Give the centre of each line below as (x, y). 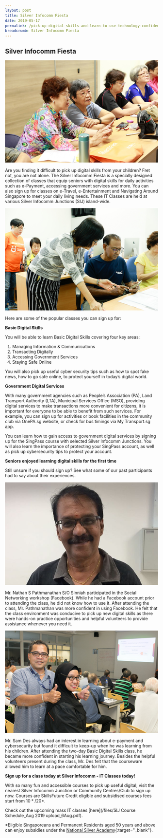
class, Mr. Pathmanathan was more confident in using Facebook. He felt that (81, 608)
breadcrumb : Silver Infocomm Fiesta (42, 31)
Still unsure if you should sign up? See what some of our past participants (79, 470)
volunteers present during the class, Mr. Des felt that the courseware (74, 761)
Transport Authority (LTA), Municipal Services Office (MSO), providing (75, 401)
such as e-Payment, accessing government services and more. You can (77, 186)
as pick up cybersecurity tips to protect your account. (59, 452)
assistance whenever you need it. (39, 624)
